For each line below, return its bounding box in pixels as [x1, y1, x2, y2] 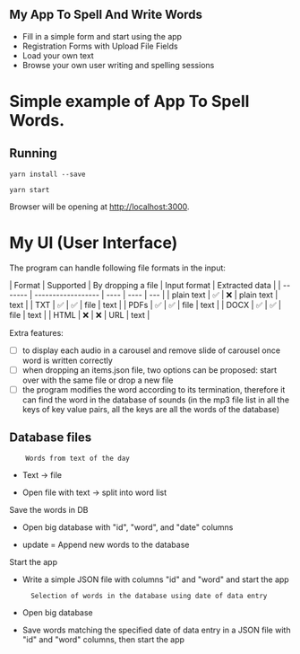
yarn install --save [9, 170, 87, 179]
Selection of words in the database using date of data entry [30, 591, 268, 600]
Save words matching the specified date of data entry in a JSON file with [21, 624, 291, 635]
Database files [9, 430, 92, 446]
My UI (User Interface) [9, 233, 178, 252]
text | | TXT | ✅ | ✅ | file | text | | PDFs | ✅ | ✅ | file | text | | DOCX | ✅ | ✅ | [9, 299, 282, 310]
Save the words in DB [9, 504, 89, 515]
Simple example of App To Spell [9, 92, 250, 111]
